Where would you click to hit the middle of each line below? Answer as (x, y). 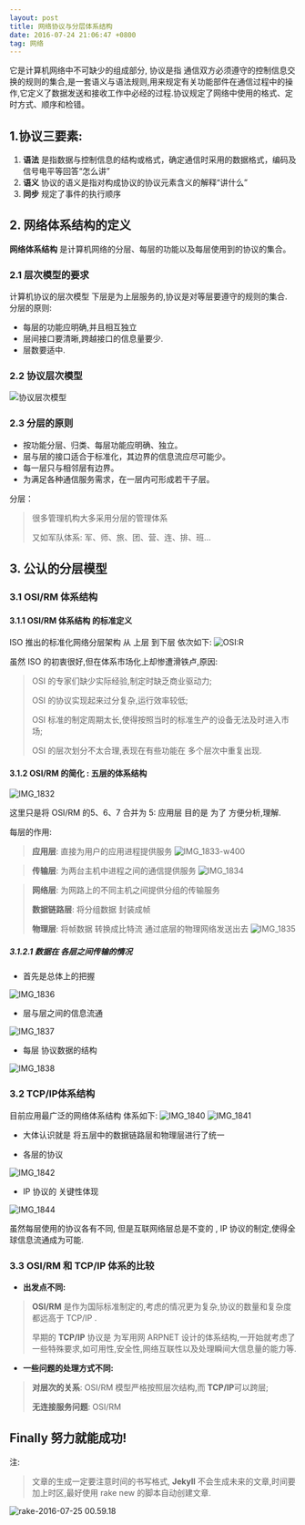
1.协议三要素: (46, 136)
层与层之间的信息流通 (62, 1014)
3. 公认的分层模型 (58, 569)
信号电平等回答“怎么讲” (66, 171)
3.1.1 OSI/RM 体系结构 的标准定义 (71, 620)
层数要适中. (44, 350)
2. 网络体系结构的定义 (71, 226)
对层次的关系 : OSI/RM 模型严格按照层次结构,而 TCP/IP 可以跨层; (150, 1387)
